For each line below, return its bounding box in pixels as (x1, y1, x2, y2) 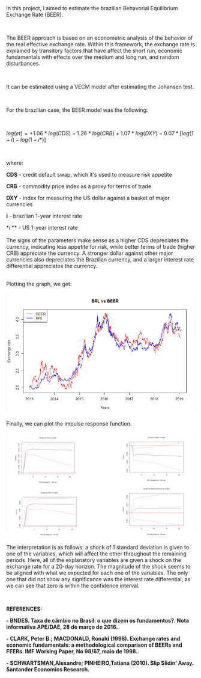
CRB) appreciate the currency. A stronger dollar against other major (6, 249, 173, 257)
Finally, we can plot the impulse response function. (6, 420, 132, 427)
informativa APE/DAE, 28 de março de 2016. (6, 623, 118, 631)
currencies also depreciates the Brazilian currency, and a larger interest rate (6, 256, 194, 263)
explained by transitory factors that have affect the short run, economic (6, 47, 183, 54)
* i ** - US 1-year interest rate (6, 224, 78, 231)
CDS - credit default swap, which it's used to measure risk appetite (6, 171, 172, 178)
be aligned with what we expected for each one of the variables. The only (6, 569, 188, 576)
